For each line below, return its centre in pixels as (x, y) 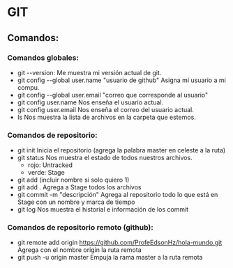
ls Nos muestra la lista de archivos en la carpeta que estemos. (107, 117)
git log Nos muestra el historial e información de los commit (103, 210)
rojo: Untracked (50, 165)
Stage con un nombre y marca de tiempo (76, 202)
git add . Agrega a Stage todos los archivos (79, 187)
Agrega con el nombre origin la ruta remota (79, 250)
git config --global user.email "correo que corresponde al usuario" (113, 95)
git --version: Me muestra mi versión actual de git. (89, 72)
